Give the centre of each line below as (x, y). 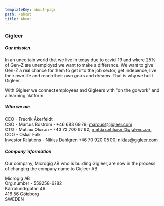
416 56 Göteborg (22, 194)
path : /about (18, 14)
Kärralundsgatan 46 (25, 189)
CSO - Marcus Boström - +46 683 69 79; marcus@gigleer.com (69, 124)
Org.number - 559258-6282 (34, 183)
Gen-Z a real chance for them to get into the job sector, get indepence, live (81, 70)
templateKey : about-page (30, 10)
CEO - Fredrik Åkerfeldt (29, 119)
